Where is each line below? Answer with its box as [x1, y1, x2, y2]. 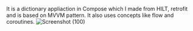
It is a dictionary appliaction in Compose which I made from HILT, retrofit [6, 5, 188, 12]
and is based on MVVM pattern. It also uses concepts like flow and [6, 12, 174, 19]
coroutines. [6, 18, 35, 25]
